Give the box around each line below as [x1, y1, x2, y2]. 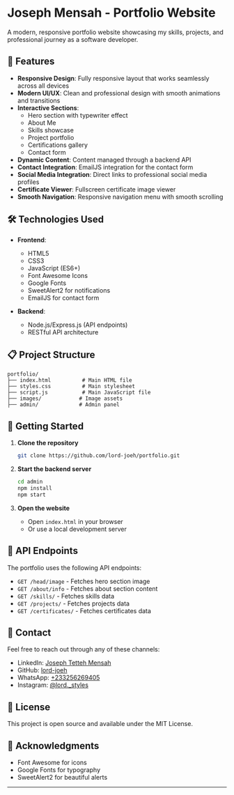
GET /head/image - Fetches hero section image [17, 577, 150, 585]
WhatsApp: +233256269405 [17, 674, 100, 682]
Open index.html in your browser [27, 517, 123, 525]
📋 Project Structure [7, 348, 95, 360]
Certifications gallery [27, 141, 88, 149]
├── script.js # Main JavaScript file [7, 389, 151, 396]
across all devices [17, 82, 70, 90]
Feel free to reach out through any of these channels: [7, 645, 160, 654]
